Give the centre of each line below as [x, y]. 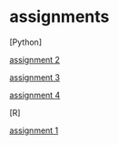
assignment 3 [35, 77]
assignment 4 [35, 95]
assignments [59, 17]
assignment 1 [34, 130]
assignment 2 [35, 59]
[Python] [26, 42]
